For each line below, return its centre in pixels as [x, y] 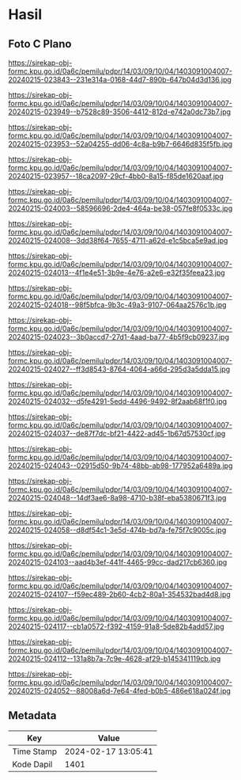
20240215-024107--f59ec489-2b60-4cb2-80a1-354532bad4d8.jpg [119, 594]
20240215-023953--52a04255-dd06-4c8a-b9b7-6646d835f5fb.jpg [120, 144]
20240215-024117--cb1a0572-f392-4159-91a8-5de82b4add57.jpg [116, 626]
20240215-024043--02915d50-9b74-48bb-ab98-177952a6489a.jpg [120, 466]
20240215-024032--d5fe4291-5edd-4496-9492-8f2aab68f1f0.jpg [118, 401]
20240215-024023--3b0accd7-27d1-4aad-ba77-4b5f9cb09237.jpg [119, 337]
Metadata [32, 715]
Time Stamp [35, 751]
